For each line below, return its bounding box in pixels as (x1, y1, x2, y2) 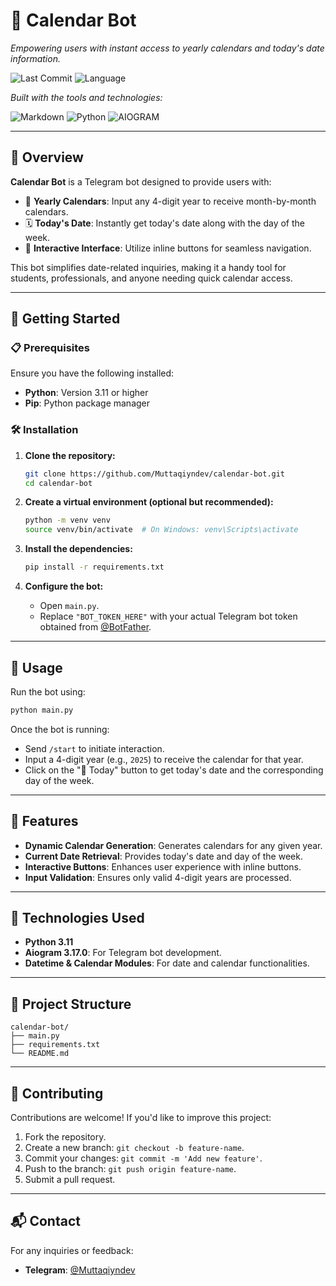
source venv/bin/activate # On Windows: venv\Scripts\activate (24, 525, 299, 535)
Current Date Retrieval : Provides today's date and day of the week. (24, 850, 303, 862)
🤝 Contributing (10, 1085, 104, 1102)
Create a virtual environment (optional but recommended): (24, 496, 274, 508)
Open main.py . (39, 600, 100, 612)
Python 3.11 (24, 936, 74, 948)
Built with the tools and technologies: (10, 91, 163, 103)
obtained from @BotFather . (39, 621, 152, 633)
